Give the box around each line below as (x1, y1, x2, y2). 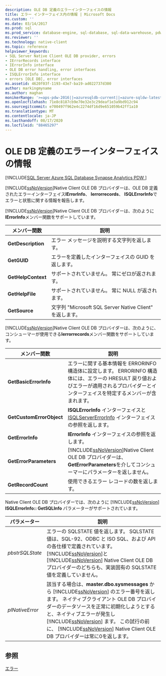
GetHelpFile (7, 291, 36, 298)
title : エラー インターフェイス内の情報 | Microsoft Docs (5, 12, 116, 17)
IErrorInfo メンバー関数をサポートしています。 (5, 214, 98, 220)
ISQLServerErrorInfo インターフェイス (67, 414, 156, 421)
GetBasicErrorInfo (7, 378, 51, 385)
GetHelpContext (7, 274, 47, 281)
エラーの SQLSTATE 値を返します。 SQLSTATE (46, 528, 155, 535)
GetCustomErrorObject (7, 414, 63, 421)
